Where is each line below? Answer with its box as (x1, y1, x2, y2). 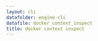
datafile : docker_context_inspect (6, 20, 93, 26)
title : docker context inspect (6, 25, 85, 32)
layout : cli (6, 8, 36, 15)
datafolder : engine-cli (6, 14, 66, 20)
